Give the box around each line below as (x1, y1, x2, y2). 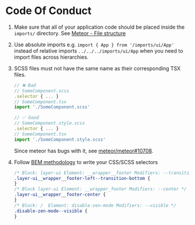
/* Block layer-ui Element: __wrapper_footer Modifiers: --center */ (13, 186, 187, 192)
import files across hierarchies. (13, 53, 89, 60)
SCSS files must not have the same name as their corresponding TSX (13, 64, 181, 71)
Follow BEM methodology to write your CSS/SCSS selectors (13, 158, 158, 165)
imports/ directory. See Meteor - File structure (13, 29, 126, 36)
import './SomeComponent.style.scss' (13, 137, 106, 142)
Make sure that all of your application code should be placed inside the (13, 23, 185, 30)
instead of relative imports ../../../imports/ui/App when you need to (13, 47, 183, 54)
